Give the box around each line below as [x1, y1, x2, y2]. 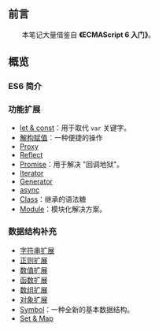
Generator [19, 177, 54, 187]
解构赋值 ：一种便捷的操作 [19, 133, 103, 143]
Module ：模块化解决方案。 [19, 204, 107, 214]
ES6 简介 [8, 81, 42, 92]
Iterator [19, 169, 44, 178]
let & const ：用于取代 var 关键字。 [19, 123, 131, 132]
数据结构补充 [8, 226, 57, 237]
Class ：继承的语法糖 [19, 195, 87, 204]
